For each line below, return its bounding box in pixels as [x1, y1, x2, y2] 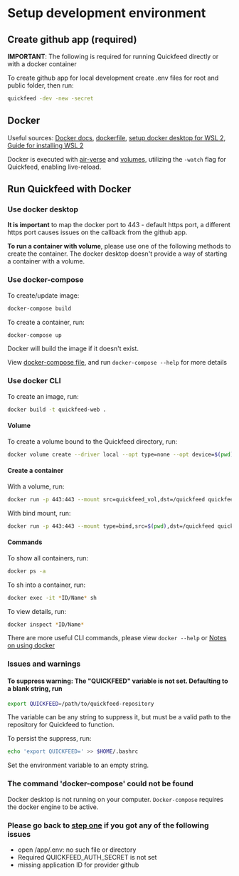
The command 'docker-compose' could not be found [7, 778, 194, 788]
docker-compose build [7, 305, 72, 312]
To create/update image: [7, 291, 80, 300]
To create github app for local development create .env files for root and [7, 73, 219, 82]
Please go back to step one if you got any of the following [7, 820, 209, 830]
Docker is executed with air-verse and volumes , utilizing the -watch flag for [7, 155, 226, 163]
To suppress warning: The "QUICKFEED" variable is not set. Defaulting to [7, 677, 229, 685]
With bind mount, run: [7, 509, 71, 517]
